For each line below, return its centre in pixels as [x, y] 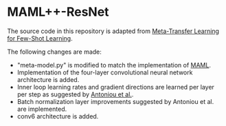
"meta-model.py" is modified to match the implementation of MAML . [114, 65]
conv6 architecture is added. [58, 116]
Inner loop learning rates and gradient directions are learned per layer [116, 87]
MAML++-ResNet [58, 12]
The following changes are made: [54, 52]
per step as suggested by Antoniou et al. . [75, 94]
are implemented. [42, 109]
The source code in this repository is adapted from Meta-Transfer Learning [113, 31]
